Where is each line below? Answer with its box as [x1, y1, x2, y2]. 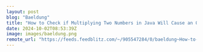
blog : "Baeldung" [6, 14, 50, 20]
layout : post [6, 8, 39, 15]
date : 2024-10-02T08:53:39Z [6, 25, 77, 32]
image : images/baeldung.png [6, 31, 77, 37]
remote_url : [6, 36, 36, 42]
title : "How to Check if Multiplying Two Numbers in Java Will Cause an [6, 20, 193, 26]
